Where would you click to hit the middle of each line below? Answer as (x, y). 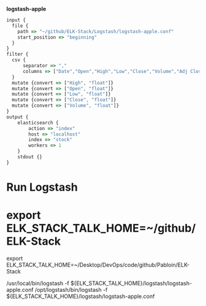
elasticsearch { (38, 123)
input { (16, 20)
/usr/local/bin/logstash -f (38, 283)
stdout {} (30, 157)
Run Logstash (42, 187)
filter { (17, 55)
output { (17, 117)
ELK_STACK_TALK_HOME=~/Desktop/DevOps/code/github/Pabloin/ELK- (98, 265)
